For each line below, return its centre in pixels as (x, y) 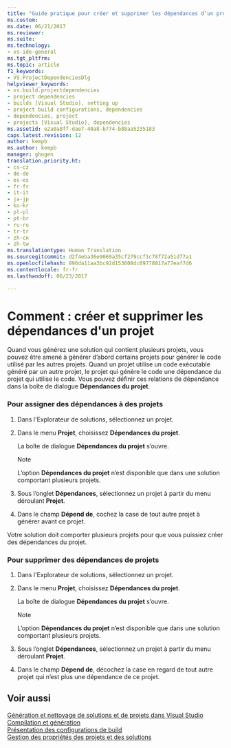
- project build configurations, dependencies (75, 110)
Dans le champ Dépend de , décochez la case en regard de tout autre (115, 669)
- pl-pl (18, 212)
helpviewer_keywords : (38, 84)
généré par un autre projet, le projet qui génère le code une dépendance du (114, 372)
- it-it (18, 193)
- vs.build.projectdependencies (53, 90)
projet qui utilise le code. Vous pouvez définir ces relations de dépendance (113, 379)
